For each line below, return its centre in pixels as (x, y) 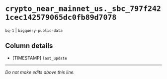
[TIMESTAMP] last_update (40, 58)
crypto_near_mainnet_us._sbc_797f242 (83, 9)
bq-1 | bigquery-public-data (34, 30)
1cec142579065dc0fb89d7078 (61, 18)
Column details (29, 46)
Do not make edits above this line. (40, 72)
